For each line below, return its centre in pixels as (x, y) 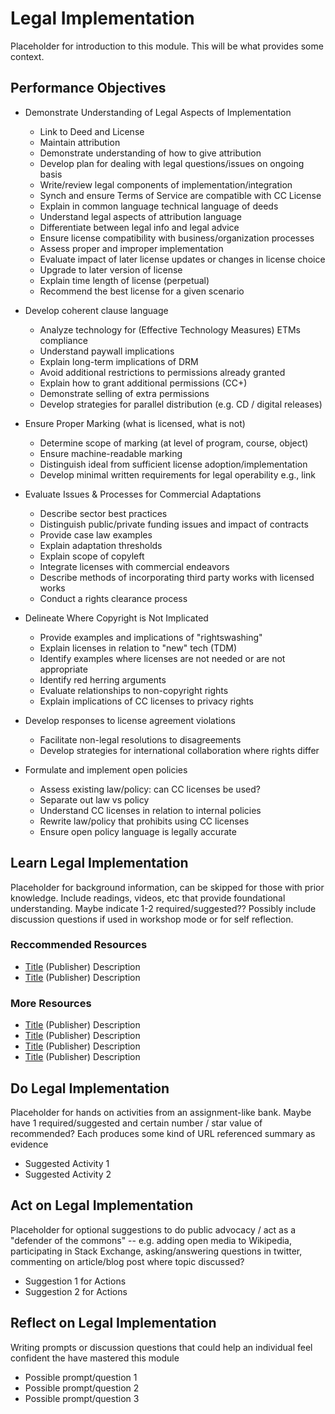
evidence (29, 1144)
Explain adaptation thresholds (101, 545)
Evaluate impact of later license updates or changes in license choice (182, 259)
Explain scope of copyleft (92, 556)
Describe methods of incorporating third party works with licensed (177, 577)
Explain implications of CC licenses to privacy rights (146, 701)
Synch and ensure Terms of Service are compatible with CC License (180, 195)
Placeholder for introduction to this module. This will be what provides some (167, 46)
